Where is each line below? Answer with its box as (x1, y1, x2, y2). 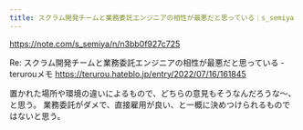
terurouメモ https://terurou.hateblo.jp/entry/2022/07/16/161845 (9, 68, 246, 79)
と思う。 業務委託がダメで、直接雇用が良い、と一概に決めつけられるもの (9, 99, 283, 110)
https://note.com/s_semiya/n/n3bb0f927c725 (9, 38, 181, 49)
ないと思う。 (16, 110, 66, 121)
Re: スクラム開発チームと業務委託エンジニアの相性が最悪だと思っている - (9, 56, 285, 68)
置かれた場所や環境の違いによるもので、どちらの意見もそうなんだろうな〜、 (9, 87, 297, 98)
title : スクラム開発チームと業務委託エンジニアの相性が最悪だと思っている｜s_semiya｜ (9, 13, 301, 23)
